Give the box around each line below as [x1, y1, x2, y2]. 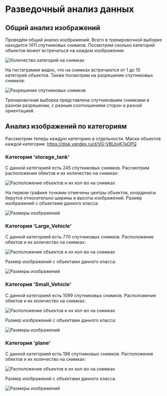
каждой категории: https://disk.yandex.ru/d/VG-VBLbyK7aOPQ [5, 141, 137, 147]
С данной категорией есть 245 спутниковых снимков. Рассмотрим [5, 165, 149, 171]
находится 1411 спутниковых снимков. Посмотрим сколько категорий [5, 42, 155, 48]
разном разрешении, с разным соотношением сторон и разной [5, 102, 142, 108]
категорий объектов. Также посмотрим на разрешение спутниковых [5, 72, 153, 78]
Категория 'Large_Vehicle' [5, 222, 72, 229]
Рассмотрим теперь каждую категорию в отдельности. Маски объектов [5, 136, 161, 142]
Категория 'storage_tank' [5, 153, 70, 160]
